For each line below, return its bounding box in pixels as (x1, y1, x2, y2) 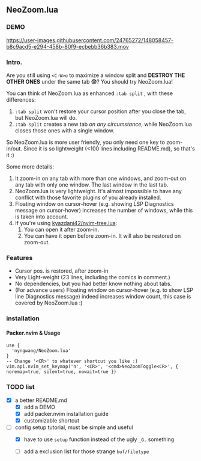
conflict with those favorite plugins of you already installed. (14, 194, 161, 201)
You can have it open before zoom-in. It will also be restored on (23, 232, 181, 240)
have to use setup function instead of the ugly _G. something (23, 436, 175, 443)
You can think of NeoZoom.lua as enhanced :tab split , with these (6, 90, 173, 97)
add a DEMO (23, 403, 56, 410)
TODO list (6, 383, 35, 391)
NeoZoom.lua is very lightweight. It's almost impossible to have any (14, 187, 182, 194)
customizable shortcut (23, 416, 80, 424)
